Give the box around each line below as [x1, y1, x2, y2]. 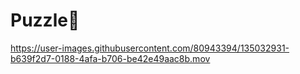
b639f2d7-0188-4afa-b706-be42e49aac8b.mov [10, 52, 211, 64]
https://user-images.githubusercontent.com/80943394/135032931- [10, 42, 290, 54]
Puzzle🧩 [10, 9, 80, 32]
